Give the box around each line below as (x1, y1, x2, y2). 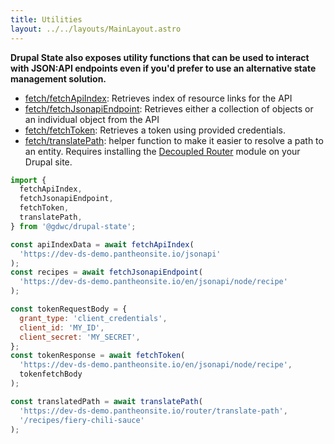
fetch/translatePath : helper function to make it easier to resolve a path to (24, 134, 324, 146)
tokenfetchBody (19, 369, 83, 380)
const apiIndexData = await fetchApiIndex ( (10, 239, 195, 250)
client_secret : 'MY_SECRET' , (19, 332, 141, 342)
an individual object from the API (24, 113, 160, 125)
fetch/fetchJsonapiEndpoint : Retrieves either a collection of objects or (24, 102, 314, 115)
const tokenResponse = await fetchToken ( (10, 351, 186, 361)
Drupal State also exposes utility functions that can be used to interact (10, 51, 310, 63)
